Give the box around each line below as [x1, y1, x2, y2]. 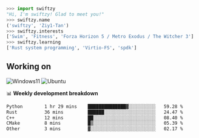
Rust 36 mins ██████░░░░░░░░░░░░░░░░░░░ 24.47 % [6, 109, 183, 115]
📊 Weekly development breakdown [6, 89, 98, 96]
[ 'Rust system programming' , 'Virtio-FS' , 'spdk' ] [6, 45, 137, 51]
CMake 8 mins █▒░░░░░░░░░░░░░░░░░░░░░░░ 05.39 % [6, 121, 183, 127]
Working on [6, 61, 52, 72]
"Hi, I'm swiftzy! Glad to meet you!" [6, 11, 104, 17]
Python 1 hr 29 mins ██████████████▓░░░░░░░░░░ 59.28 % [6, 103, 183, 110]
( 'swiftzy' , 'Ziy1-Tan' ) [6, 22, 69, 28]
